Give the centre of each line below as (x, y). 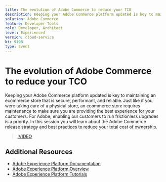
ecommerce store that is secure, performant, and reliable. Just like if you (79, 100)
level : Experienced (25, 33)
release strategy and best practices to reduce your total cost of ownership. (81, 127)
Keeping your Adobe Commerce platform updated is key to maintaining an (81, 95)
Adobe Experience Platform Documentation (57, 164)
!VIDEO (24, 136)
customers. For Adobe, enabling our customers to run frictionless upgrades (82, 116)
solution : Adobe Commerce (32, 19)
